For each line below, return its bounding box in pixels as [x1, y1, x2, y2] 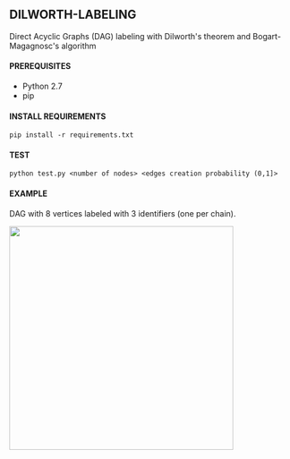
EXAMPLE [9, 188, 47, 200]
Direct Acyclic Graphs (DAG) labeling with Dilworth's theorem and [9, 30, 252, 41]
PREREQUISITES [9, 61, 72, 72]
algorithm [61, 40, 97, 51]
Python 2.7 [21, 81, 63, 92]
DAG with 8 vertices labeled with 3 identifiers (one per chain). [9, 208, 236, 218]
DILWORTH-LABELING [9, 7, 137, 22]
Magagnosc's [9, 40, 60, 51]
